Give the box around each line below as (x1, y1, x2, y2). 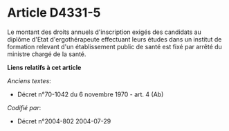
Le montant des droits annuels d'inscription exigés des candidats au (7, 28, 202, 36)
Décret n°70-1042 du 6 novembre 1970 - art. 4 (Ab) (17, 90, 164, 98)
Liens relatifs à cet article (7, 63, 82, 71)
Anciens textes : (7, 76, 52, 85)
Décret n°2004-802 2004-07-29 (17, 116, 111, 125)
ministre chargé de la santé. (7, 50, 86, 58)
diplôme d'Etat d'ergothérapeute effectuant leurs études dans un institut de (7, 35, 222, 43)
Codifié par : (7, 103, 42, 112)
